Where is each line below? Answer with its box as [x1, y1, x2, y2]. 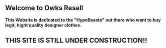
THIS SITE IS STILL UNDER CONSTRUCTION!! [5, 36, 148, 45]
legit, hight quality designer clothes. [5, 22, 82, 28]
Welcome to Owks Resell [5, 4, 83, 12]
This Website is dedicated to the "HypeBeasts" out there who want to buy [5, 17, 161, 23]
